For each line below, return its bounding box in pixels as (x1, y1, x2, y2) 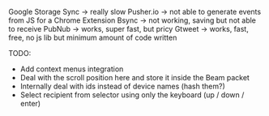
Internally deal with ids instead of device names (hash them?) (19, 81, 225, 91)
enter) (19, 99, 41, 108)
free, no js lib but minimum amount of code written (8, 32, 177, 42)
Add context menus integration (19, 64, 124, 74)
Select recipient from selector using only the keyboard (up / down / (19, 90, 245, 100)
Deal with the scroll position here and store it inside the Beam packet (19, 73, 250, 82)
